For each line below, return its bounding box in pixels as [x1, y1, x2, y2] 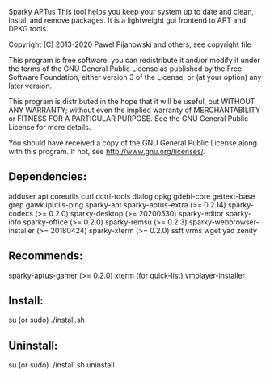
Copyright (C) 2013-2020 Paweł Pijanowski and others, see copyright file [8, 40, 252, 49]
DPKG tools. [8, 24, 49, 33]
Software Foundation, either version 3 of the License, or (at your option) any [8, 73, 262, 82]
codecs [8, 208, 34, 218]
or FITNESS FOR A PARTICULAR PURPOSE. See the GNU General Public [8, 114, 249, 124]
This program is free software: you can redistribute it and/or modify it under [8, 56, 260, 65]
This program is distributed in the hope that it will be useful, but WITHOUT [8, 97, 255, 106]
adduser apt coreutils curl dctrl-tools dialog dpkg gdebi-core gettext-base [8, 191, 255, 201]
